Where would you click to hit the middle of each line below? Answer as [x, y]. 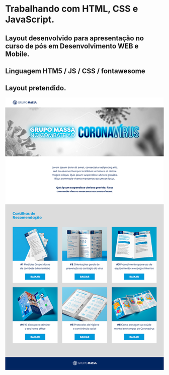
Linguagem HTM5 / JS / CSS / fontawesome [75, 71]
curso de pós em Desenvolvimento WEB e [72, 46]
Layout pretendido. [36, 88]
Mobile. [17, 54]
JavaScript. [30, 19]
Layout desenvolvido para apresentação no [75, 38]
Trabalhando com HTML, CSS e [72, 9]
